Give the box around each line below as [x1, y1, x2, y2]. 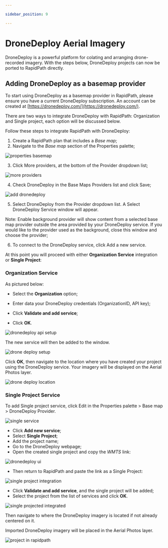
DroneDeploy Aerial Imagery [5, 38, 125, 49]
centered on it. [5, 517, 35, 523]
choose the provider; [5, 232, 48, 238]
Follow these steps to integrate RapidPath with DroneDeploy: [5, 128, 130, 134]
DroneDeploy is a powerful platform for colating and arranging [5, 54, 133, 60]
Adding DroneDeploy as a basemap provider [5, 79, 146, 88]
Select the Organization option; [12, 291, 78, 297]
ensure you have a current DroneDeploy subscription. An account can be [5, 98, 156, 104]
